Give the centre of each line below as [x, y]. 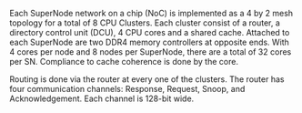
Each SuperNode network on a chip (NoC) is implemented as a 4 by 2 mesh [151, 13]
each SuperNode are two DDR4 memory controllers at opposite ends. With [149, 42]
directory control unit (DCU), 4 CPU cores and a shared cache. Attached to [150, 32]
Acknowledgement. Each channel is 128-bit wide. [102, 98]
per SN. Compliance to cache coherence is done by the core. [124, 62]
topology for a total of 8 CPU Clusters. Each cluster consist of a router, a [145, 23]
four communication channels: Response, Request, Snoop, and [127, 89]
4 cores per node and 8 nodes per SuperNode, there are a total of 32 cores [151, 52]
